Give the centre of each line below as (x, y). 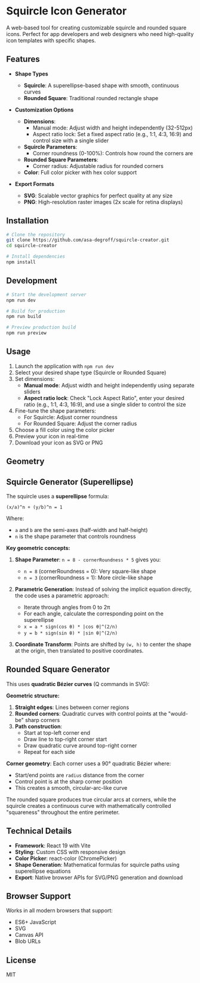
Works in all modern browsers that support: (60, 910)
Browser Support (39, 896)
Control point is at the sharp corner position (68, 781)
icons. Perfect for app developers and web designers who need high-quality (100, 34)
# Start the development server (46, 294)
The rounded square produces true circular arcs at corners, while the (91, 799)
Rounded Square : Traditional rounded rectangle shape (91, 98)
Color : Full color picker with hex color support (80, 172)
